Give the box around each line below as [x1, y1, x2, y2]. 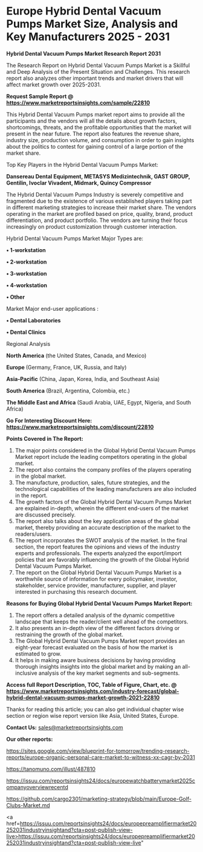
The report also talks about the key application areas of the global [14, 517, 179, 524]
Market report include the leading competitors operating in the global [14, 453, 187, 460]
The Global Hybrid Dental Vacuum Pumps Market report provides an [14, 637, 185, 645]
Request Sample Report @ [6, 93, 74, 100]
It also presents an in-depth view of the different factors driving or [14, 624, 180, 631]
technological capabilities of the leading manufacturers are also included [14, 485, 196, 492]
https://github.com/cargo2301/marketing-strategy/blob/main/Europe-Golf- [6, 795, 192, 802]
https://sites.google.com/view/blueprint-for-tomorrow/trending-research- [6, 747, 190, 754]
